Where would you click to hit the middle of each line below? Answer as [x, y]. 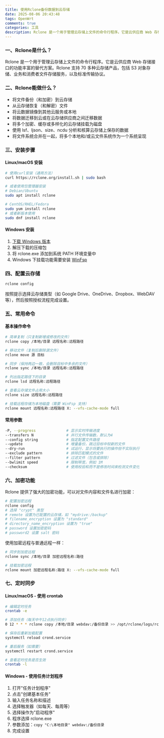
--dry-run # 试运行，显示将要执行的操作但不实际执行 [72, 449]
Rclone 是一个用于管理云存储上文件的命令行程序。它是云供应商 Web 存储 [78, 62]
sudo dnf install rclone [30, 218]
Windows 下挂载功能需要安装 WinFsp [50, 260]
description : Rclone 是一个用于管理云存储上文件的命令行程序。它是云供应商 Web [79, 32]
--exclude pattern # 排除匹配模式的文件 [54, 453]
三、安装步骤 [20, 150]
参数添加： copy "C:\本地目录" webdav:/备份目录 [58, 724]
